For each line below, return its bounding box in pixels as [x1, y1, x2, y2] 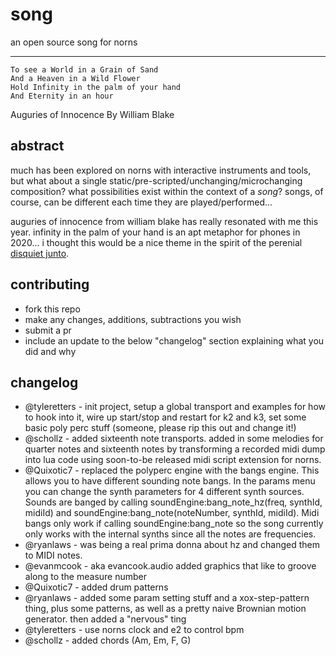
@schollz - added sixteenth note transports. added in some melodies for [24, 433, 324, 445]
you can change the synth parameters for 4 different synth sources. [24, 486, 305, 498]
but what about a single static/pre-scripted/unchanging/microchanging [10, 174, 303, 187]
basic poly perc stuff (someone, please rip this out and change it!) [24, 422, 297, 434]
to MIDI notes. [24, 549, 83, 562]
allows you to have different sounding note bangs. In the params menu [24, 475, 316, 487]
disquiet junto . [10, 247, 70, 259]
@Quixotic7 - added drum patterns [24, 581, 169, 593]
